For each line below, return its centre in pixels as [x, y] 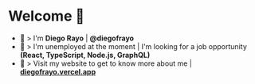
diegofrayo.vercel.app [58, 71]
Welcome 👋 [47, 16]
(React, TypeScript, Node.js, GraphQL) [85, 55]
